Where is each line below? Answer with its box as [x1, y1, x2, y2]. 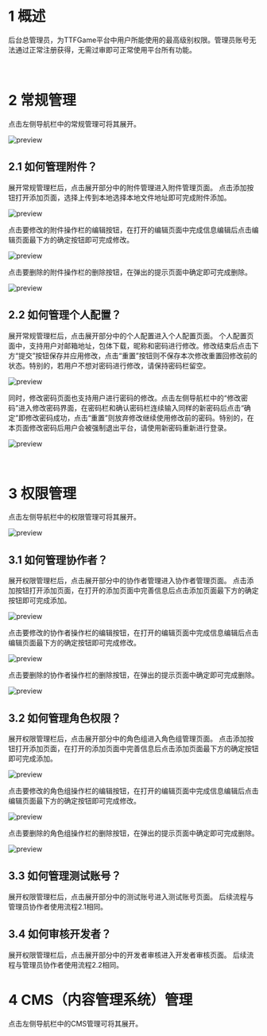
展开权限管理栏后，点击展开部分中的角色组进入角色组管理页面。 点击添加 [8, 734, 247, 744]
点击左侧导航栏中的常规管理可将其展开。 [8, 119, 141, 128]
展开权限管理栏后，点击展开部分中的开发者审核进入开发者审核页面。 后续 [8, 950, 247, 960]
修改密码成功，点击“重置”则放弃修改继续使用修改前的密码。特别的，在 [25, 413, 254, 423]
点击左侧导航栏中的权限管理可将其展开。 [8, 512, 141, 522]
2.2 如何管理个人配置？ [8, 308, 122, 322]
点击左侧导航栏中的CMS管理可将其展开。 [8, 1018, 143, 1028]
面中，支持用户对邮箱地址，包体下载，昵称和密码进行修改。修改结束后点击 [8, 341, 252, 350]
